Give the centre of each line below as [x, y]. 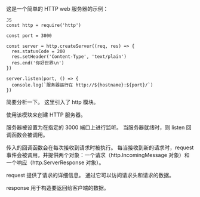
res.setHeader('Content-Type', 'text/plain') [69, 57]
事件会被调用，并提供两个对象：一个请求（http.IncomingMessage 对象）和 [98, 155]
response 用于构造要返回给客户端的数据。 [58, 188]
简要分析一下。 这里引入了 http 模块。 [53, 102]
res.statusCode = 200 [39, 51]
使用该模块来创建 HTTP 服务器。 [46, 115]
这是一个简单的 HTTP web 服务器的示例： [57, 9]
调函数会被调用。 [27, 135]
